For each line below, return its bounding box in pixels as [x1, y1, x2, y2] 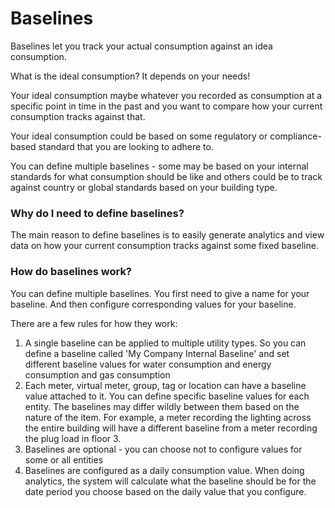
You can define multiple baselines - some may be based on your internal [10, 160, 309, 172]
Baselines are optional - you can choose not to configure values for [24, 443, 303, 455]
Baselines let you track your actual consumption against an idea [10, 40, 273, 52]
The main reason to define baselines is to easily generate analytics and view [10, 229, 325, 241]
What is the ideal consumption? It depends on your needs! [10, 70, 251, 82]
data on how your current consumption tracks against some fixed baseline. [10, 240, 319, 252]
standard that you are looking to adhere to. [38, 140, 214, 152]
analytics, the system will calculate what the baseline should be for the [24, 475, 317, 487]
